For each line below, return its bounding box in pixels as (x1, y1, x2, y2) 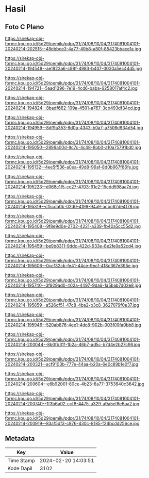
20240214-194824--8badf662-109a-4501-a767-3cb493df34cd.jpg (5, 105, 141, 111)
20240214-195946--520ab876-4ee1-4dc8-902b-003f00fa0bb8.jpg (5, 322, 142, 328)
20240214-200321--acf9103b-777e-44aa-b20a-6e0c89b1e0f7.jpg (5, 362, 138, 367)
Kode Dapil (7, 465, 33, 472)
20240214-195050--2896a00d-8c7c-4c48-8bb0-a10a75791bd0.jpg (5, 145, 142, 150)
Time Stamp (7, 457, 35, 464)
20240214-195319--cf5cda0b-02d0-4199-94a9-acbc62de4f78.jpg (5, 204, 140, 209)
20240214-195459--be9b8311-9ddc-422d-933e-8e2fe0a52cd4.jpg (5, 243, 141, 248)
